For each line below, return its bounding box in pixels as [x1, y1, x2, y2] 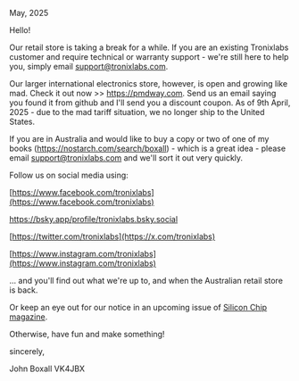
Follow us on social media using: [9, 170, 129, 180]
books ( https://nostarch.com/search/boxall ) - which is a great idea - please [9, 143, 287, 153]
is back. [9, 285, 38, 295]
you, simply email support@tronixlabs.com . [9, 62, 169, 71]
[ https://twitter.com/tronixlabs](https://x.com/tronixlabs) [9, 231, 216, 242]
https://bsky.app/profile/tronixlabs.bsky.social [9, 214, 179, 224]
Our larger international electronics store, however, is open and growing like [9, 79, 288, 88]
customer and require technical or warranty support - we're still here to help [9, 52, 289, 62]
